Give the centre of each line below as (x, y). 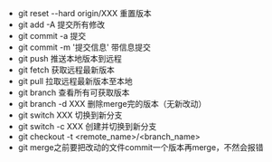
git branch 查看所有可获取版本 (74, 92)
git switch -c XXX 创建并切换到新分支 (87, 126)
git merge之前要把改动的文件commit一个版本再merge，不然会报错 (141, 147)
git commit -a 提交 (52, 36)
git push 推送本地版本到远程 (70, 58)
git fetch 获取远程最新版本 (66, 70)
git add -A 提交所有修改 (61, 24)
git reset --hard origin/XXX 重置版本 (84, 13)
